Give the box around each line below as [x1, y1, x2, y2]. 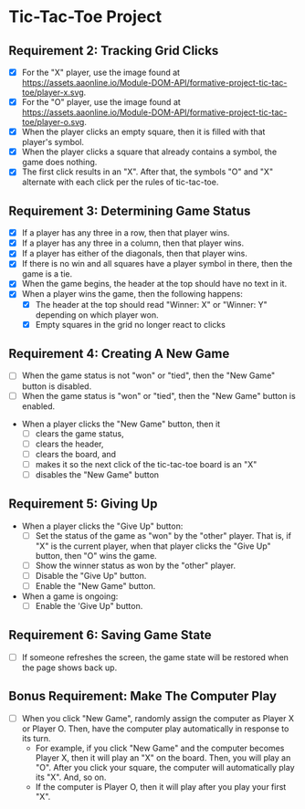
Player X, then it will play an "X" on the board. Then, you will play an [35, 751, 291, 763]
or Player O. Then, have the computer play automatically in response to [21, 723, 289, 734]
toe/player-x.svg [21, 87, 84, 98]
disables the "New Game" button [35, 468, 160, 480]
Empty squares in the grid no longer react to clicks [35, 319, 226, 330]
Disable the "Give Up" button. [35, 570, 147, 581]
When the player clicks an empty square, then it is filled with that [21, 126, 266, 138]
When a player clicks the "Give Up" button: [21, 520, 184, 531]
